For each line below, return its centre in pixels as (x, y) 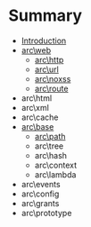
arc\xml (35, 107)
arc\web (36, 50)
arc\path (50, 136)
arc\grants (40, 203)
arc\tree (49, 146)
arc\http (49, 59)
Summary (45, 16)
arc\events (41, 184)
